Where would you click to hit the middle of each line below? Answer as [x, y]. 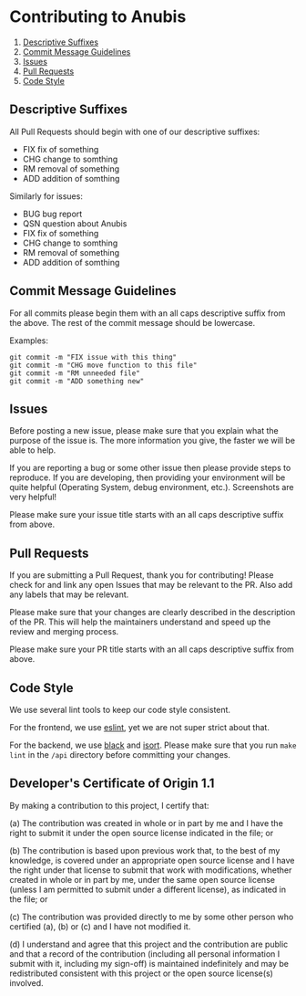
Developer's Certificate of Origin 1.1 [112, 784]
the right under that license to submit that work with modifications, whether [151, 870]
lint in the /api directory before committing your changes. [120, 755]
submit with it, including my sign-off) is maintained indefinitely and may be [149, 963]
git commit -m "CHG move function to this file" [103, 365]
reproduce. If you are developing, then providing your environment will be [148, 477]
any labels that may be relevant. [69, 594]
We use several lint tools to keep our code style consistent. [120, 710]
